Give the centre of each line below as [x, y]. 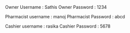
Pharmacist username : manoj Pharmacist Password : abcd [65, 16]
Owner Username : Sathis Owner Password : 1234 [56, 7]
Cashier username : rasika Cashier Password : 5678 [58, 26]
